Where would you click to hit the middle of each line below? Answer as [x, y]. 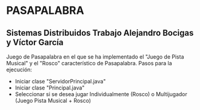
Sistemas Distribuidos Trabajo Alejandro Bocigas [100, 33]
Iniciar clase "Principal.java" [50, 88]
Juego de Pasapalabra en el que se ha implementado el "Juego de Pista [95, 57]
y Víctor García [35, 42]
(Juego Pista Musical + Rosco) [53, 101]
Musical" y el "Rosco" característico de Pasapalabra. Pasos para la [89, 63]
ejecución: [19, 70]
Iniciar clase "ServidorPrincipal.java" [60, 81]
